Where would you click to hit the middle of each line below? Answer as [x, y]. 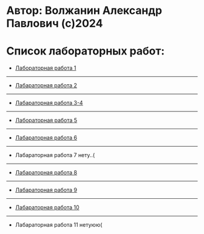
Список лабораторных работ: [86, 51]
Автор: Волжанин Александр [84, 11]
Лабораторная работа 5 [46, 120]
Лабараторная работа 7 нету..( [55, 155]
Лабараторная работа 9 [46, 190]
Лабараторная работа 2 [46, 85]
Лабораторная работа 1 [46, 68]
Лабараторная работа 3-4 [49, 103]
